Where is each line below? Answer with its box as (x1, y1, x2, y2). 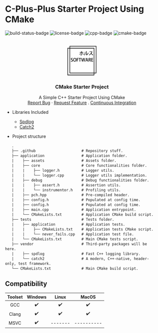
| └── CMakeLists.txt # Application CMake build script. (11, 212, 154, 217)
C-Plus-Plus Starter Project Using (5, 3, 144, 15)
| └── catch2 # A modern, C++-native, (11, 256, 132, 261)
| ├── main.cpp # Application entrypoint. (11, 207, 137, 212)
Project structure (12, 133, 46, 139)
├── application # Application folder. (11, 154, 128, 158)
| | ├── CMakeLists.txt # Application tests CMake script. (11, 227, 154, 232)
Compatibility (5, 280, 47, 288)
